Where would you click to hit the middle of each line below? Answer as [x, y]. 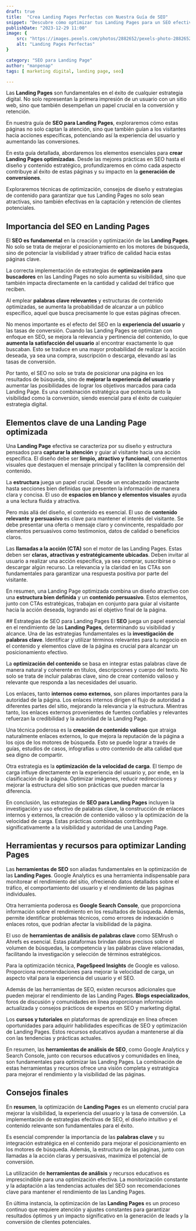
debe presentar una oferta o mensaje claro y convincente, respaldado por [95, 525]
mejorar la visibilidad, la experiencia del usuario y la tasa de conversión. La [96, 1113]
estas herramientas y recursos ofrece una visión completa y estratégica [92, 1068]
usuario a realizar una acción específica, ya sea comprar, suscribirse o [91, 561]
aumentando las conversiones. [43, 142]
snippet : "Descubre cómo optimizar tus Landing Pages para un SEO [88, 22]
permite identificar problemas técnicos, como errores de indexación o [90, 917]
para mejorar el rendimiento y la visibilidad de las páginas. [76, 1074]
